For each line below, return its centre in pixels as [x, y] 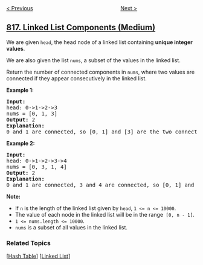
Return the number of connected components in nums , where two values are [101, 72]
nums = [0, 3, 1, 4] [37, 167]
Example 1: [20, 90]
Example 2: [21, 143]
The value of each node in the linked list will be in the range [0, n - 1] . [105, 214]
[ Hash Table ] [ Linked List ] [38, 256]
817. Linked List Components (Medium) [81, 27]
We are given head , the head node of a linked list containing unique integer [100, 42]
